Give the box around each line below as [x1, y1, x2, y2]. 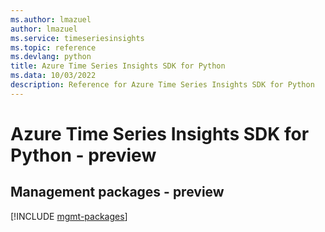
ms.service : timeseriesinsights [10, 33, 145, 43]
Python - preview [10, 144, 157, 166]
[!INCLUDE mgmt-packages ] [10, 210, 128, 222]
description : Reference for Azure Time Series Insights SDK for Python [10, 80, 315, 90]
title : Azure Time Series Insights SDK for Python [10, 61, 226, 71]
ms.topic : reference [10, 42, 97, 53]
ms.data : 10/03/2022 [10, 71, 97, 81]
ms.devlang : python [10, 52, 92, 62]
